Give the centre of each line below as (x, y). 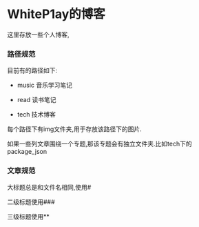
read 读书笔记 (36, 100)
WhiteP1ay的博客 (56, 14)
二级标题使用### (31, 201)
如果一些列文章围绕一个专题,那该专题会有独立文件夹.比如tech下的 (99, 144)
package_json (27, 152)
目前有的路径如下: (32, 70)
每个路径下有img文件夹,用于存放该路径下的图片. (75, 129)
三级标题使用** (29, 216)
